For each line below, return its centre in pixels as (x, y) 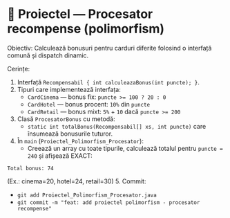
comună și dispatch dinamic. (48, 55)
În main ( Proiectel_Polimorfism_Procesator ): (80, 140)
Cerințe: (19, 69)
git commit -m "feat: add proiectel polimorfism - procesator (108, 202)
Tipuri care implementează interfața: (69, 89)
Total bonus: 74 (30, 168)
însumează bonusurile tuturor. (70, 134)
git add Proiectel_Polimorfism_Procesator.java (87, 195)
